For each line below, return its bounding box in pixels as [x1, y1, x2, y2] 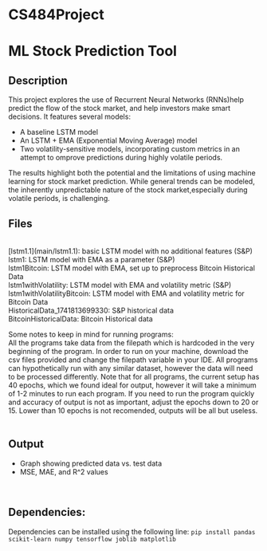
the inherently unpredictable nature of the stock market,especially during [8, 185, 249, 195]
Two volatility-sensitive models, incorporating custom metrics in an [19, 144, 241, 154]
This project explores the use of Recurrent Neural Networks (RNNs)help [8, 95, 245, 104]
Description [8, 73, 68, 87]
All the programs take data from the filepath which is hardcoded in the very [8, 338, 255, 348]
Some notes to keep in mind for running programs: [8, 329, 174, 339]
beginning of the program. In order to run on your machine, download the [8, 347, 249, 356]
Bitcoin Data [8, 297, 49, 306]
